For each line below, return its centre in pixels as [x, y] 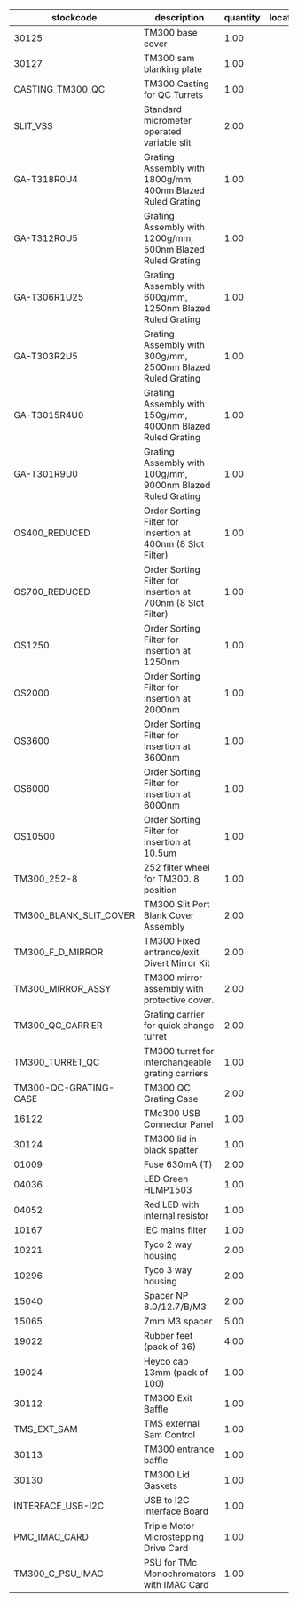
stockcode [74, 17]
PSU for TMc [170, 1562]
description [180, 17]
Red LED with [171, 1204]
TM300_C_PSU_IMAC [59, 1574]
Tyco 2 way [168, 1244]
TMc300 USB [172, 1113]
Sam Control [169, 1434]
